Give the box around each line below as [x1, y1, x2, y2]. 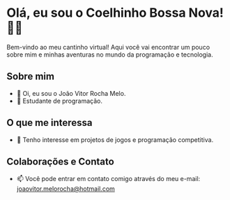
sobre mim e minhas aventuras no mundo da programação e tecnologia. [6, 50, 213, 59]
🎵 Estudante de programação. [16, 97, 102, 105]
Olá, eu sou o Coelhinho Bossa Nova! [6, 5, 224, 21]
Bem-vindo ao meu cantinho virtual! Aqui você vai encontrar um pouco [6, 43, 210, 51]
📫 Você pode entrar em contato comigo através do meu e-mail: [16, 175, 201, 183]
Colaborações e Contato [6, 155, 114, 167]
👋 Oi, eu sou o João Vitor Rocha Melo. [16, 89, 126, 97]
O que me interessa [6, 117, 93, 129]
